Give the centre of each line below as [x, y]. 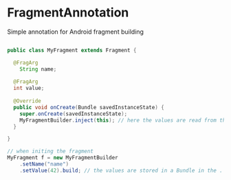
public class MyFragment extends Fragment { [72, 50]
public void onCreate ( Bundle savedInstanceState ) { [89, 107]
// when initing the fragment [51, 151]
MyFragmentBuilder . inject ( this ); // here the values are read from [118, 120]
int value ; [29, 88]
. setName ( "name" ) [44, 164]
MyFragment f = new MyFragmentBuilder [63, 158]
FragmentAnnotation [68, 13]
